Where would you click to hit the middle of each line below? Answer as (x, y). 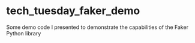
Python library (24, 33)
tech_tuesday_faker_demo (73, 11)
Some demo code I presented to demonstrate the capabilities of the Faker (97, 27)
